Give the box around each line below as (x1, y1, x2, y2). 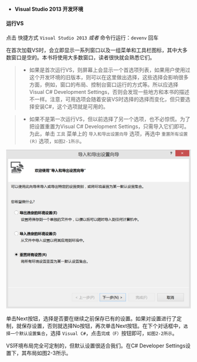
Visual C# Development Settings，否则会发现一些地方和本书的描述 (29, 88, 189, 95)
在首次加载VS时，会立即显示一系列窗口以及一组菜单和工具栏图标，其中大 (6, 46, 183, 53)
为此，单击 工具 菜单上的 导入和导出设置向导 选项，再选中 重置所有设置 (29, 130, 188, 137)
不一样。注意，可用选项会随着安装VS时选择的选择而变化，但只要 (29, 96, 186, 103)
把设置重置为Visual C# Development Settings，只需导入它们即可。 (29, 123, 189, 130)
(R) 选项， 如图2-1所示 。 (29, 137, 85, 144)
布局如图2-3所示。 (26, 350, 72, 357)
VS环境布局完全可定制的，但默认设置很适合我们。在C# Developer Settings (6, 342, 186, 349)
